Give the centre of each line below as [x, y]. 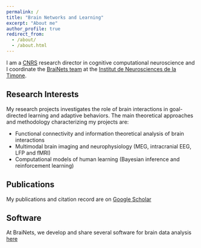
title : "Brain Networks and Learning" [55, 17]
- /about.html [29, 46]
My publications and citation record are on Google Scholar [79, 199]
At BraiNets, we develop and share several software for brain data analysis [99, 232]
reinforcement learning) [44, 165]
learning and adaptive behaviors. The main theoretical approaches [111, 115]
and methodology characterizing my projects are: [68, 122]
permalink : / [23, 12]
